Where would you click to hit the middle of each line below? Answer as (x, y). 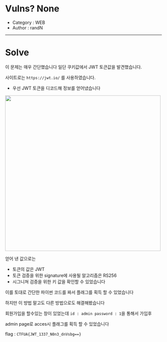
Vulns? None (32, 9)
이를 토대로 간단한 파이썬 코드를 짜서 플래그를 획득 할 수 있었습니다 (69, 292)
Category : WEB (29, 22)
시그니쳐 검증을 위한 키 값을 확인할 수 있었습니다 (59, 281)
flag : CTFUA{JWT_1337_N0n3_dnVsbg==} (43, 334)
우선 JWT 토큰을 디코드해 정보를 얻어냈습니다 (56, 88)
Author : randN (28, 27)
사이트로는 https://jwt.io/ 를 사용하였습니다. (50, 77)
